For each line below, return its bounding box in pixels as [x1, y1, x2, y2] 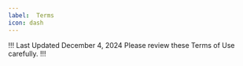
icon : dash [8, 19, 44, 27]
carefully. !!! [8, 49, 46, 58]
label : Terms [8, 11, 55, 20]
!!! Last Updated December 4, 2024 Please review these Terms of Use [8, 40, 235, 49]
